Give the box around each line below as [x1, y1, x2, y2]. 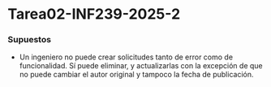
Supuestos [7, 34, 52, 46]
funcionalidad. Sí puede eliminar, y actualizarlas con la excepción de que [19, 61, 263, 71]
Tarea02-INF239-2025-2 [7, 5, 181, 24]
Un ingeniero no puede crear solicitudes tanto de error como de [19, 52, 233, 62]
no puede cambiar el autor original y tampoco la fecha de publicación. [19, 70, 254, 80]
